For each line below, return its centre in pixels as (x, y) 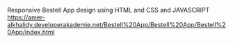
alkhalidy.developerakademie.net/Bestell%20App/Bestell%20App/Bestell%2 (116, 25)
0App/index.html (31, 32)
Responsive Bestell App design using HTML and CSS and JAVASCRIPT (109, 10)
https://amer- (26, 17)
